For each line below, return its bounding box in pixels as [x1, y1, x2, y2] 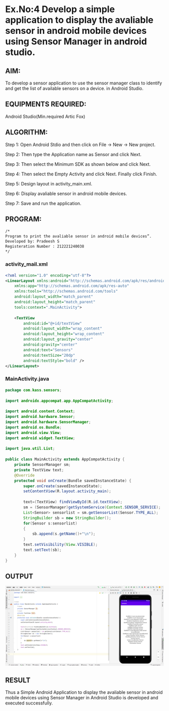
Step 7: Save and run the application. [5, 200, 81, 206]
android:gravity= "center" [23, 342, 78, 347]
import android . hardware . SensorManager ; [5, 419, 92, 425]
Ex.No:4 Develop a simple [5, 4, 115, 15]
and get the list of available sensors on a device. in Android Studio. [5, 85, 144, 91]
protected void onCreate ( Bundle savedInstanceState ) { [14, 478, 132, 483]
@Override [14, 472, 35, 478]
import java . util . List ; [5, 446, 55, 451]
